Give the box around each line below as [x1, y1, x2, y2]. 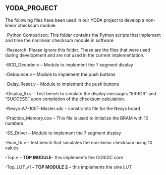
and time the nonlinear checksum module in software [5, 37, 114, 43]
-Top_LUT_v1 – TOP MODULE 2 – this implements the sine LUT [5, 164, 132, 170]
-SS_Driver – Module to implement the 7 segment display [5, 130, 121, 136]
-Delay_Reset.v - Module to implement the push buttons [5, 81, 119, 87]
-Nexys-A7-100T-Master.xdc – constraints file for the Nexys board [5, 105, 140, 111]
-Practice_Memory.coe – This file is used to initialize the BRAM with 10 [5, 115, 149, 121]
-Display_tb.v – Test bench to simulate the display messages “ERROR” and [5, 90, 157, 96]
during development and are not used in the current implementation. [5, 52, 145, 58]
